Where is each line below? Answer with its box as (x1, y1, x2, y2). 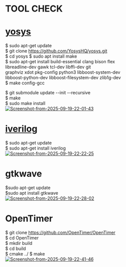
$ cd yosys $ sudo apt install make (5, 53, 77, 59)
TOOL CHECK (5, 3, 63, 15)
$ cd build (5, 245, 26, 251)
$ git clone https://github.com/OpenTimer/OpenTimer (5, 229, 115, 235)
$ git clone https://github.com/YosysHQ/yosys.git (5, 48, 107, 54)
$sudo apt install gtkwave (5, 190, 59, 196)
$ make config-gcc (5, 80, 45, 86)
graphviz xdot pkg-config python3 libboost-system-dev (5, 69, 120, 75)
